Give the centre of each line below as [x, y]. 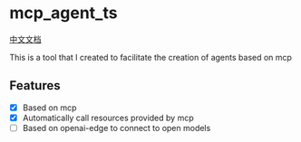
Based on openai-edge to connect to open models [117, 128]
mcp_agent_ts [63, 13]
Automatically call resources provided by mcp [108, 118]
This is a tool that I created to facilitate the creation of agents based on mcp [151, 57]
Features [35, 85]
